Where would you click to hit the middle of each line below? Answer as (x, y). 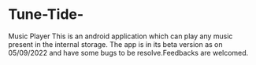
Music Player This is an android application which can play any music (121, 36)
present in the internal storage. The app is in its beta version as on (115, 44)
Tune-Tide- (46, 14)
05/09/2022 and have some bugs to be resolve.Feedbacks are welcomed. (128, 52)
